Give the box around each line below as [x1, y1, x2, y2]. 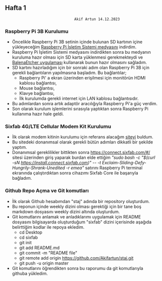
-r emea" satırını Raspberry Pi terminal [66, 165, 143, 171]
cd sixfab [19, 234, 38, 240]
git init [19, 239, 32, 245]
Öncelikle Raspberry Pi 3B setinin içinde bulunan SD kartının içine [12, 39, 143, 45]
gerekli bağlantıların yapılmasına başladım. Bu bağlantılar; [12, 70, 127, 76]
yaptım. [12, 144, 28, 150]
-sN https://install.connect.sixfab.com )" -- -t [12, 160, 102, 166]
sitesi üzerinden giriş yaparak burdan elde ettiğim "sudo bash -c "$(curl [12, 155, 156, 160]
